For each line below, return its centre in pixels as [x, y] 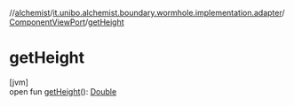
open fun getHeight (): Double [63, 91]
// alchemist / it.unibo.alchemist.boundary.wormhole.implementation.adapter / [147, 13]
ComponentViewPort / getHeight [67, 22]
